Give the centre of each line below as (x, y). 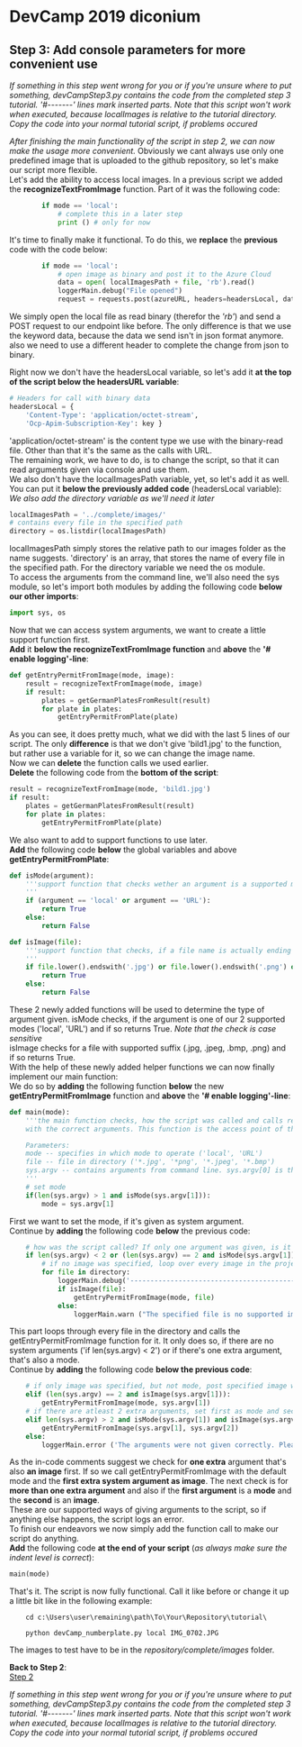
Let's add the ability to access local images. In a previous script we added (146, 179)
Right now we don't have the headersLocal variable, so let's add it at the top (151, 372)
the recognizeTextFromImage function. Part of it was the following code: (145, 189)
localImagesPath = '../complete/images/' (88, 514)
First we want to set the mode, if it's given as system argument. (127, 1221)
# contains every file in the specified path (96, 523)
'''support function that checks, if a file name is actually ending (159, 951)
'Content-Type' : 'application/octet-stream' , (112, 415)
